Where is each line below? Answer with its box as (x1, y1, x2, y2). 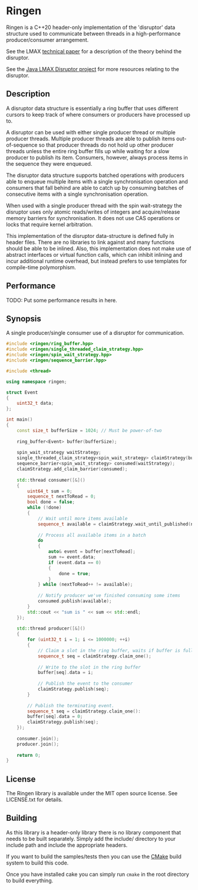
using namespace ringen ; (6, 379, 67, 385)
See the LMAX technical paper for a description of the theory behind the (6, 47, 181, 54)
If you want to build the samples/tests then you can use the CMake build (6, 853, 181, 860)
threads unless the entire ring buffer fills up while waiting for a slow (6, 147, 170, 154)
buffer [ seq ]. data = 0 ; (27, 714, 83, 720)
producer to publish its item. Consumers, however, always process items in (6, 154, 189, 161)
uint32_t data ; (16, 401, 54, 407)
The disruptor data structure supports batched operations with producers (6, 172, 184, 179)
